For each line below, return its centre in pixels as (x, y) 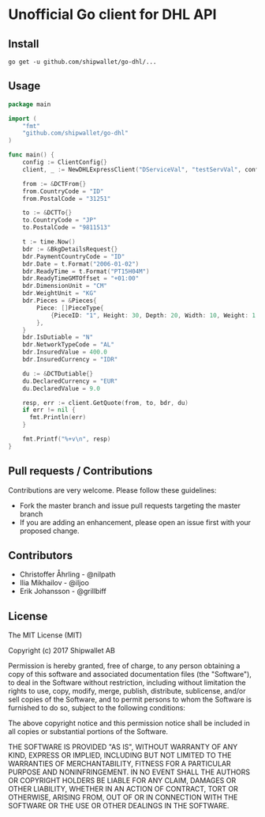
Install (24, 44)
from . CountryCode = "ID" (63, 191)
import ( (22, 119)
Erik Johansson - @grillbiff (63, 592)
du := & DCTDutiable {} (58, 373)
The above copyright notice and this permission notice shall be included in (129, 723)
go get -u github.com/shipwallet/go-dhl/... (82, 62)
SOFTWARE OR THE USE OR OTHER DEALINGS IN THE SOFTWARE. (119, 806)
